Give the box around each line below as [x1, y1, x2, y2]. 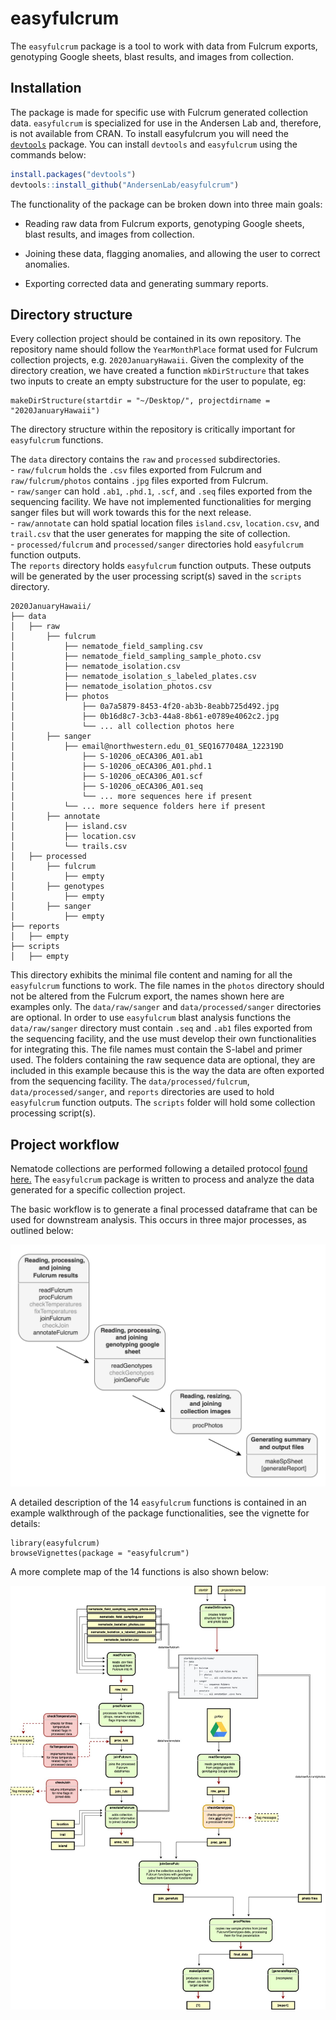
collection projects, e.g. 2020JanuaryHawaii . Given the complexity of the [10, 354, 305, 366]
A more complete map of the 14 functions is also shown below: [10, 1565, 270, 1577]
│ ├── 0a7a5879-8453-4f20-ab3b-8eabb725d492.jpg [10, 702, 280, 712]
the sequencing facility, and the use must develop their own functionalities [10, 1033, 317, 1045]
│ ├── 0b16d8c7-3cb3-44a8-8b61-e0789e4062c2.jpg [10, 712, 280, 722]
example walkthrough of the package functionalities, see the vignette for [10, 1507, 310, 1519]
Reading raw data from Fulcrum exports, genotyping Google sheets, [24, 217, 305, 229]
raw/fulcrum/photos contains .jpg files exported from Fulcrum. [10, 475, 269, 487]
